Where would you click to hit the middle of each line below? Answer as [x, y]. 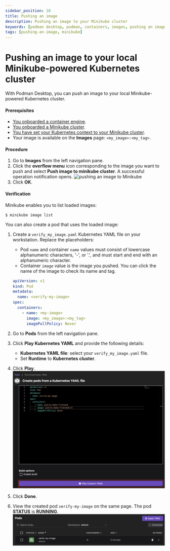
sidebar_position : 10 [28, 11]
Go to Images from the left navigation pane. [58, 161]
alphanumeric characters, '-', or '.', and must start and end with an [89, 255]
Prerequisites [20, 110]
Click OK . [23, 182]
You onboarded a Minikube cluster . [49, 127]
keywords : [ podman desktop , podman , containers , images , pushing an [79, 27]
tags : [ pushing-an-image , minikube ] [44, 32]
